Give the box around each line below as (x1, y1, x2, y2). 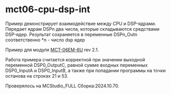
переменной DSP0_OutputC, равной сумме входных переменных (5, 62, 148, 68)
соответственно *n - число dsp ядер (5, 37, 85, 43)
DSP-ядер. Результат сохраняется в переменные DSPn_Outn (5, 31, 138, 37)
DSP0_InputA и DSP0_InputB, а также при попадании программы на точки (5, 67, 166, 74)
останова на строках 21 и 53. (5, 73, 68, 79)
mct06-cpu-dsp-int (5, 4, 90, 15)
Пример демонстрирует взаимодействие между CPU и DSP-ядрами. (5, 20, 157, 27)
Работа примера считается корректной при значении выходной (5, 56, 145, 62)
